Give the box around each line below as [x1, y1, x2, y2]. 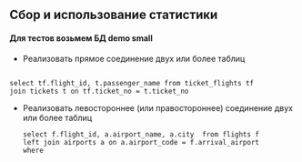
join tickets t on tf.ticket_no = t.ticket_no [9, 86, 189, 96]
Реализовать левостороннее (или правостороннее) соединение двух [22, 102, 294, 113]
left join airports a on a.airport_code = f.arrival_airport [22, 137, 260, 147]
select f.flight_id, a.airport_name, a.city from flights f [22, 129, 260, 139]
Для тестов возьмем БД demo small [9, 32, 153, 44]
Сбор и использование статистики [9, 7, 218, 23]
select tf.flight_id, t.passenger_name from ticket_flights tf [9, 78, 255, 87]
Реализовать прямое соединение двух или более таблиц [22, 53, 246, 64]
